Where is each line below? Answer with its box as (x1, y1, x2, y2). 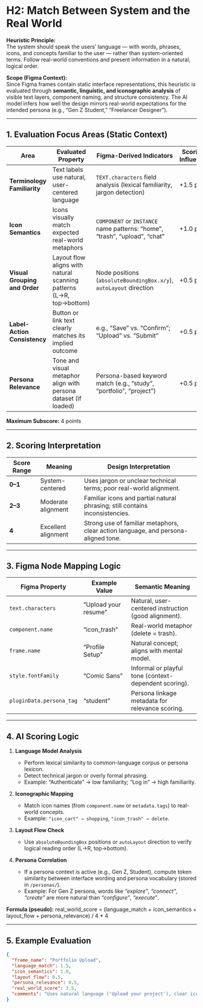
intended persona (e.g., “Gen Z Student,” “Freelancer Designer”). (6, 106, 168, 113)
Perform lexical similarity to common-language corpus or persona (24, 759, 188, 767)
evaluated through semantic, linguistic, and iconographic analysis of (6, 87, 181, 94)
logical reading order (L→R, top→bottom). (24, 845, 128, 852)
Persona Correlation (14, 856, 67, 864)
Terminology (9, 176, 47, 185)
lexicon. (24, 766, 44, 773)
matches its (52, 331, 86, 339)
